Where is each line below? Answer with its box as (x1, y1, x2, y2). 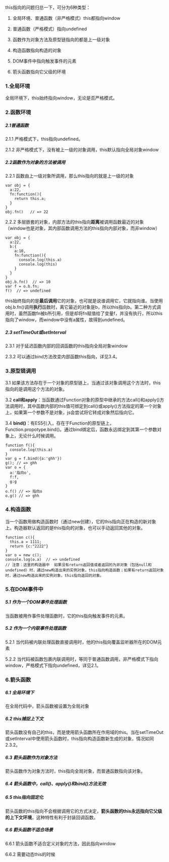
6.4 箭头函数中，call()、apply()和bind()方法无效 (5, 781, 106, 786)
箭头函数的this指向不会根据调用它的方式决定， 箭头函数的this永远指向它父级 (5, 808, 162, 814)
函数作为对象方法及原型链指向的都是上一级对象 (12, 37, 110, 42)
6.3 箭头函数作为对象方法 (5, 755, 58, 761)
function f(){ (5, 443, 35, 448)
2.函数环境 (5, 109, 31, 116)
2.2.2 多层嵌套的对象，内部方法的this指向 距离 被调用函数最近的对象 (5, 219, 144, 225)
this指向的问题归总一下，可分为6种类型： (5, 5, 91, 10)
